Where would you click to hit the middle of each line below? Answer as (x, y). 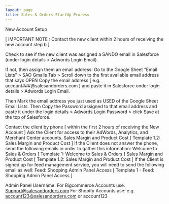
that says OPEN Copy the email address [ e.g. (53, 80)
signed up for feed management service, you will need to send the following (85, 164)
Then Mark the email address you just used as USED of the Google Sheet (82, 101)
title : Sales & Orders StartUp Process (47, 15)
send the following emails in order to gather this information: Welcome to (81, 148)
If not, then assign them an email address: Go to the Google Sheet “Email (81, 70)
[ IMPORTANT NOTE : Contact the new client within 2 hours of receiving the (84, 39)
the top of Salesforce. (28, 117)
